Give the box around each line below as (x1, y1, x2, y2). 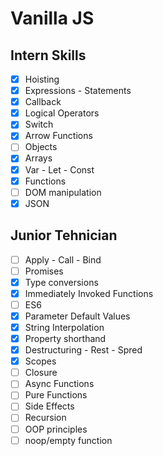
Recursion (24, 412, 67, 424)
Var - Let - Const (24, 163, 95, 176)
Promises (24, 265, 64, 277)
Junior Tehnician (10, 227, 118, 244)
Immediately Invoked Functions (24, 287, 154, 299)
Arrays (24, 152, 53, 164)
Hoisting (24, 73, 60, 85)
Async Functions (24, 378, 95, 390)
